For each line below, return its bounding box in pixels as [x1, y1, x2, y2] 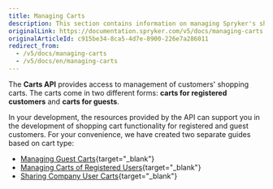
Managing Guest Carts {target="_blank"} [19, 153, 155, 163]
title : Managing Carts [8, 11, 85, 20]
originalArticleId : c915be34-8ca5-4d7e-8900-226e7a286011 [8, 34, 209, 43]
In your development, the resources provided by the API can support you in [8, 112, 260, 122]
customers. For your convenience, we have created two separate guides [8, 129, 251, 139]
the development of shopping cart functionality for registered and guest [8, 121, 249, 131]
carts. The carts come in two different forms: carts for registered [8, 88, 227, 97]
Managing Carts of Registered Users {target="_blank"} [19, 162, 201, 172]
